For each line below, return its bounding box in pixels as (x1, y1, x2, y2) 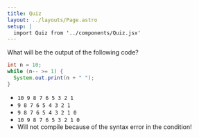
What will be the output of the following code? (7, 48, 139, 57)
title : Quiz (7, 10, 42, 17)
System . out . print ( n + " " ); (13, 75, 95, 81)
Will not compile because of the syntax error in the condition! (17, 122, 192, 131)
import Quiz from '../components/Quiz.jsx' (13, 29, 141, 37)
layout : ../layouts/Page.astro (7, 17, 98, 23)
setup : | (7, 23, 33, 30)
